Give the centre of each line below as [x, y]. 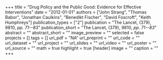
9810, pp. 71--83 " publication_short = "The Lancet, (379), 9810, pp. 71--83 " [81, 28]
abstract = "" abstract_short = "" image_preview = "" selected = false [75, 33]
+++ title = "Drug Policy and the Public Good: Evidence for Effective [73, 7]
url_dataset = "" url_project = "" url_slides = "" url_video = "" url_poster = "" [81, 43]
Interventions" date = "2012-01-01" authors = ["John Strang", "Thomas [76, 12]
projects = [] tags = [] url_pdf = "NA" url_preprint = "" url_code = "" [72, 38]
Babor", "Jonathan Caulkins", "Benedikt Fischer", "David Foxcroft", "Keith [78, 17]
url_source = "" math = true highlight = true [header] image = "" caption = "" [82, 48]
